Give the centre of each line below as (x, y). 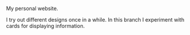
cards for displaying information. (46, 26)
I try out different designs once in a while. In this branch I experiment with (95, 20)
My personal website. (32, 8)
